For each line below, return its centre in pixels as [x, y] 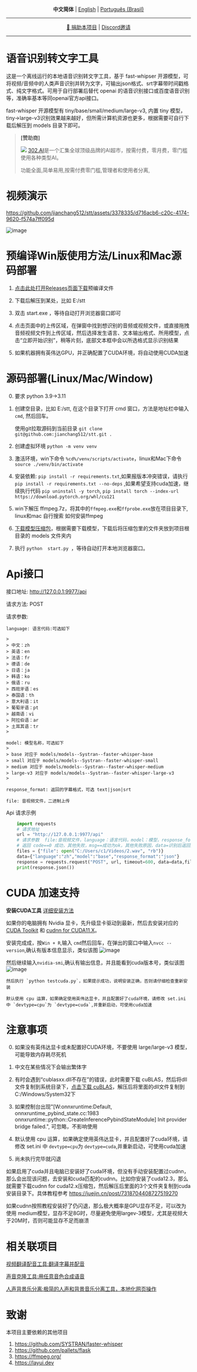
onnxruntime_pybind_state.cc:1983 [57, 1113]
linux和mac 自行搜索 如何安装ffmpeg [59, 516]
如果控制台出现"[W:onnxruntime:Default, [63, 1107]
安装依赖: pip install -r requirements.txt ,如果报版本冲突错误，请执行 [101, 476]
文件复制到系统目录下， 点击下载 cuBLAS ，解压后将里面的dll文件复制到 [100, 1087]
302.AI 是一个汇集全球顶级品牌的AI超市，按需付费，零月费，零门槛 [108, 150]
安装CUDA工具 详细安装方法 [40, 910]
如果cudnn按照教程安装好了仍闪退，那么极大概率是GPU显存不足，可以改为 [96, 1206]
